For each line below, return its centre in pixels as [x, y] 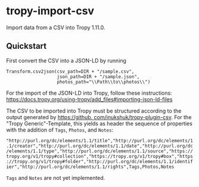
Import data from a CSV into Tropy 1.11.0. [56, 27]
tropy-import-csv [50, 11]
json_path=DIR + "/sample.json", [98, 77]
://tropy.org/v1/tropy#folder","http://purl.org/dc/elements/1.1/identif [100, 161]
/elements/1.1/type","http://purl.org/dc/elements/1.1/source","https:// [100, 151]
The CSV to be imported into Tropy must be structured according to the [94, 111]
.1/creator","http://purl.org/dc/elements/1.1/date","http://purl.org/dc [100, 146]
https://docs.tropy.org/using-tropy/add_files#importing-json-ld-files [89, 99]
